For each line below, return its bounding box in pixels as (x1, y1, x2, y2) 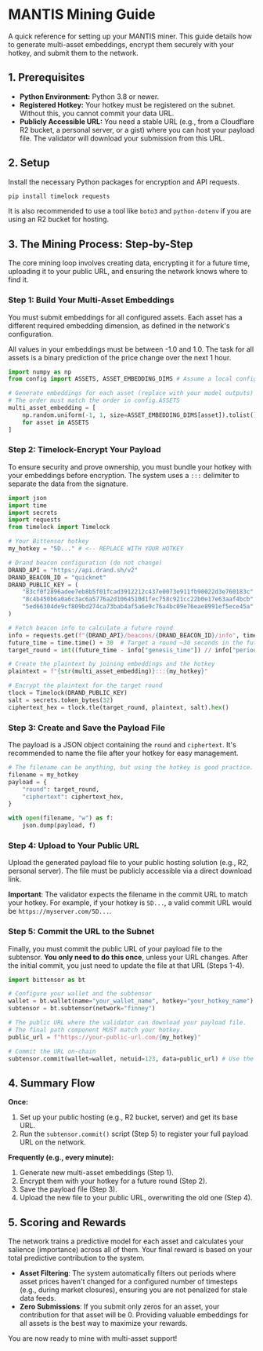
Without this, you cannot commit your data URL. (19, 108, 175, 118)
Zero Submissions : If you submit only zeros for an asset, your (19, 1302, 220, 1312)
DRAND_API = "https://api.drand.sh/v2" (8, 566, 139, 574)
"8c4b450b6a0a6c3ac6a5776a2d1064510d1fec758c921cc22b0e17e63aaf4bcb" (22, 595, 254, 604)
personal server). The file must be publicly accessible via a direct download (8, 866, 253, 876)
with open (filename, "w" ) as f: (8, 814, 113, 822)
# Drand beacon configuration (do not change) (8, 559, 163, 567)
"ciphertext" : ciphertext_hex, (22, 793, 124, 801)
